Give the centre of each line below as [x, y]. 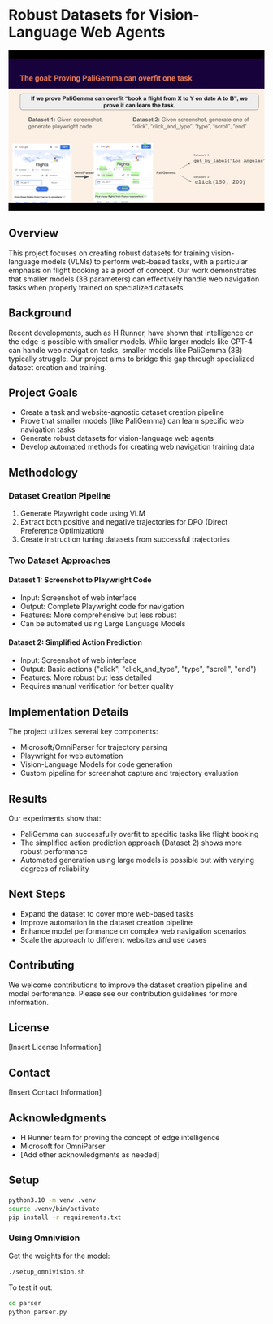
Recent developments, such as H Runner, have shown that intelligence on [131, 333]
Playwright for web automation [71, 756]
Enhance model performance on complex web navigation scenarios [133, 931]
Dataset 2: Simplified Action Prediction [75, 642]
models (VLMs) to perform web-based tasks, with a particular [144, 261]
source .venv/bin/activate [54, 1209]
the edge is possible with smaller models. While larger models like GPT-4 [131, 341]
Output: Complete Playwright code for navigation [102, 607]
